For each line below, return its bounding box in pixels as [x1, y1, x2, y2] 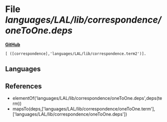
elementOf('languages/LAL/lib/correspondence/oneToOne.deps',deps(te [12, 95, 162, 101]
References [5, 82, 42, 90]
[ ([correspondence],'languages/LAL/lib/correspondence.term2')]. [5, 51, 146, 56]
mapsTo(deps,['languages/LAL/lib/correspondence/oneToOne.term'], [12, 106, 155, 112]
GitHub [5, 41, 20, 47]
